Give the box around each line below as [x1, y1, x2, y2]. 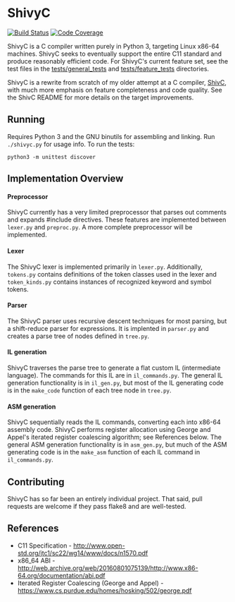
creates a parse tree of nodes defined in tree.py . [7, 332, 150, 340]
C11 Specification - [17, 541, 72, 550]
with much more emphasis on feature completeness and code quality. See [7, 85, 223, 94]
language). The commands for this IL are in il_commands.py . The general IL [7, 371, 223, 379]
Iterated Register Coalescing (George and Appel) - [17, 579, 164, 587]
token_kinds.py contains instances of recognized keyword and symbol [7, 277, 212, 286]
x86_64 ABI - [17, 556, 56, 565]
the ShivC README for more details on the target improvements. [7, 93, 194, 102]
